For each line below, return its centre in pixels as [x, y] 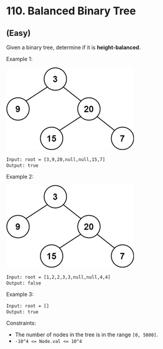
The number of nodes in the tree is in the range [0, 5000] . [86, 335]
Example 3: [20, 294]
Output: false [24, 283]
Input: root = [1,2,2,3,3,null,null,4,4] [59, 277]
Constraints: [21, 323]
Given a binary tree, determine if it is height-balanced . [73, 47]
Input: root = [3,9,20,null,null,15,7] [56, 160]
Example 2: [20, 177]
